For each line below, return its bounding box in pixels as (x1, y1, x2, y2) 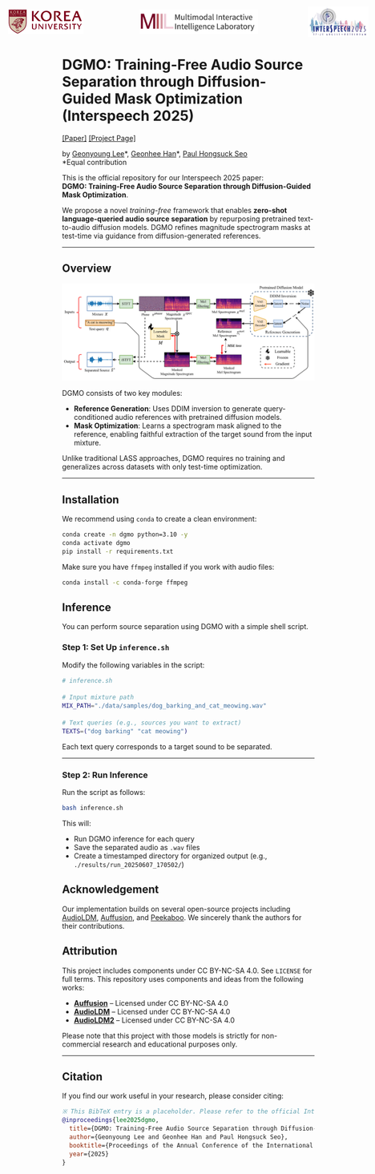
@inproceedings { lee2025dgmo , (62, 1116, 159, 1124)
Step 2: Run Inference (62, 769, 148, 781)
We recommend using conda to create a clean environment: (62, 514, 257, 523)
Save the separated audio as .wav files (73, 842, 200, 852)
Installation (62, 493, 119, 506)
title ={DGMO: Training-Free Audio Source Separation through (69, 1124, 278, 1133)
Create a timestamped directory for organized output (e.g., (73, 851, 268, 861)
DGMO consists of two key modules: (62, 389, 183, 398)
